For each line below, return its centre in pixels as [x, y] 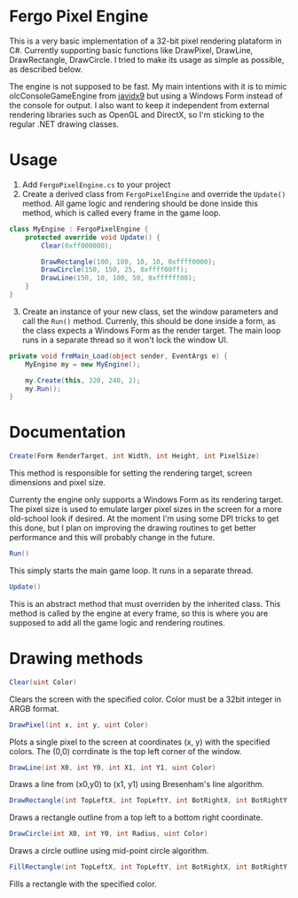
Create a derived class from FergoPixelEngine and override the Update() [154, 193]
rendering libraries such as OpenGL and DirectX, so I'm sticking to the [137, 114]
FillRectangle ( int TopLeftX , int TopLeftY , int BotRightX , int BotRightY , [150, 867]
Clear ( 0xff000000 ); [77, 246]
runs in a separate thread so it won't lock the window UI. [125, 340]
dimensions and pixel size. [58, 483]
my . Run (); [43, 389]
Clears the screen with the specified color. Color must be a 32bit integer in [145, 699]
